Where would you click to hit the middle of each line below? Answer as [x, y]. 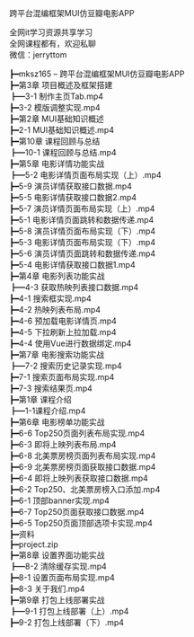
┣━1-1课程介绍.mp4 [48, 411]
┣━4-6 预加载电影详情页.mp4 [63, 321]
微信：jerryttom [38, 55]
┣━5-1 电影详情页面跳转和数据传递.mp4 [82, 220]
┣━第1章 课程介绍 [40, 399]
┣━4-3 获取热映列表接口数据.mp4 [74, 287]
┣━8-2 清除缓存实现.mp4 [58, 566]
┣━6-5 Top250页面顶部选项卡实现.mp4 [81, 523]
